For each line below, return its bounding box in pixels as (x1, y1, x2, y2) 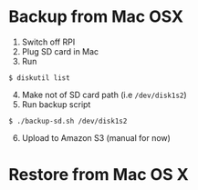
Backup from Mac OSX (8, 6, 184, 27)
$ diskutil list (8, 73, 70, 83)
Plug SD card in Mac (21, 45, 99, 56)
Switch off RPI (21, 36, 76, 47)
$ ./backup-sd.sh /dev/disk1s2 (8, 116, 128, 125)
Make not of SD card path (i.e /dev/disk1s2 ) (21, 89, 188, 100)
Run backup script (21, 98, 91, 110)
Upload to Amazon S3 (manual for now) (21, 132, 171, 143)
